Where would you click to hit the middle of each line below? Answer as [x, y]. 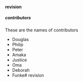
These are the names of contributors [42, 30]
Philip [17, 44]
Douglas [20, 39]
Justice [19, 60]
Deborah [21, 70]
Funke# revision [28, 75]
